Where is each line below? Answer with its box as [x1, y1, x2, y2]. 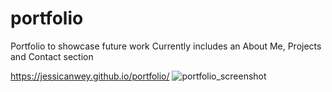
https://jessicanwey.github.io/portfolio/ [10, 70, 170, 82]
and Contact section [10, 50, 94, 62]
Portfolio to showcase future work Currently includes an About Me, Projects [10, 40, 322, 52]
